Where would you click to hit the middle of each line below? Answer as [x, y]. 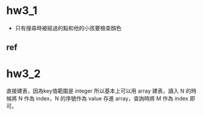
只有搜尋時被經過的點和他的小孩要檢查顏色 [68, 28]
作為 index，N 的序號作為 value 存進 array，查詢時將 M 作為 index [106, 99]
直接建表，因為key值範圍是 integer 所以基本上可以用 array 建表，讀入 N [95, 91]
